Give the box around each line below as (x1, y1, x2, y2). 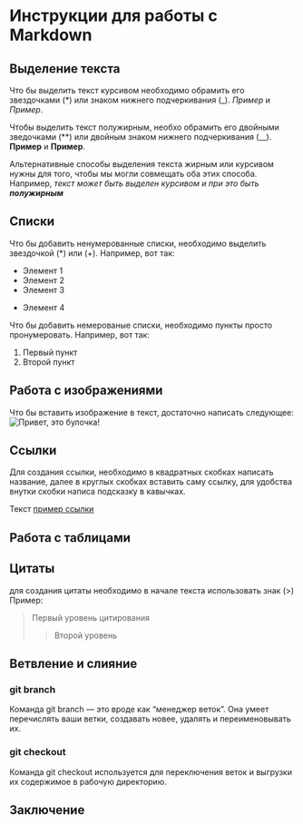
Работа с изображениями (9, 383, 163, 398)
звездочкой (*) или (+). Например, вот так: (9, 247, 175, 259)
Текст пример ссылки (9, 504, 94, 515)
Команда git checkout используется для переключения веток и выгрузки (9, 766, 293, 777)
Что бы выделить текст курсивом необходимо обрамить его (9, 85, 245, 95)
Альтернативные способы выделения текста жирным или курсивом (9, 159, 275, 169)
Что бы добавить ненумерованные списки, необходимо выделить (9, 238, 267, 249)
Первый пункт (22, 347, 78, 358)
